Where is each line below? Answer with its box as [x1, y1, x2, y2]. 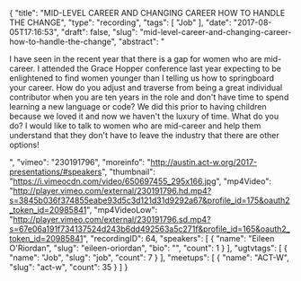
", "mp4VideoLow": [86, 205, 158, 215]
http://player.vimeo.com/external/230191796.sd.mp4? [13, 215, 211, 224]
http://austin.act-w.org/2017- [150, 157, 258, 167]
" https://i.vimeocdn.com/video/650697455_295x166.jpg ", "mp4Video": [9, 176, 272, 187]
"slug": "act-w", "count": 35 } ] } [9, 262, 128, 272]
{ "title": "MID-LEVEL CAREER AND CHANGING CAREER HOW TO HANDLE [9, 8, 286, 18]
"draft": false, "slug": [61, 27, 138, 37]
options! [9, 139, 40, 150]
